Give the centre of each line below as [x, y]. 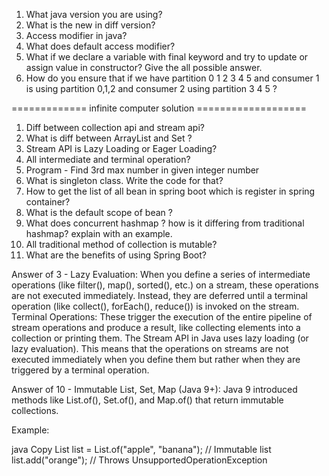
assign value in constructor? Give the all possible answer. [144, 67]
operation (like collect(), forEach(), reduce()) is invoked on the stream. [155, 306]
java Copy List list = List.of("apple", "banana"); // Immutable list [141, 449]
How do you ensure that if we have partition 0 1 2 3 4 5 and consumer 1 [172, 78]
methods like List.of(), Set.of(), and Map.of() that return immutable [147, 400]
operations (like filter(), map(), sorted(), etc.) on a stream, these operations [165, 285]
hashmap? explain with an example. [99, 233]
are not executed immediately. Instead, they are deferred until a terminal [160, 295]
